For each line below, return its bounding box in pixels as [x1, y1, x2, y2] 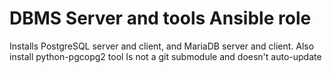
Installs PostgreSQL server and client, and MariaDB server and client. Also [9, 40, 315, 52]
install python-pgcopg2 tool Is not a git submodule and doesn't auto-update [9, 50, 322, 62]
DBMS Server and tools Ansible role [9, 7, 312, 30]
